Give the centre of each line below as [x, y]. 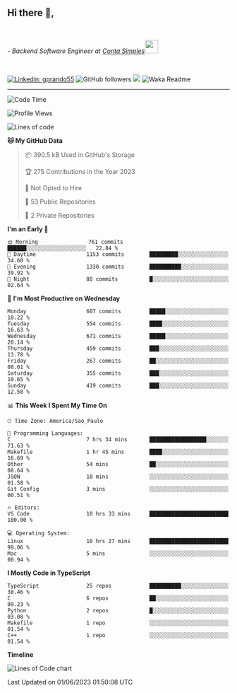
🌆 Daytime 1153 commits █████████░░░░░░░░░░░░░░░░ [118, 254]
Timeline [20, 654]
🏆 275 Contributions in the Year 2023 [80, 171]
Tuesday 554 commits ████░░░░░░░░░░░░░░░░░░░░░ [118, 324]
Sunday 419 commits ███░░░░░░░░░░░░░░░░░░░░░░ [118, 385]
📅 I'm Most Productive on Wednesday [63, 298]
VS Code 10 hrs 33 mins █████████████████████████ [118, 513]
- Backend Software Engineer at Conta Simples [76, 51]
